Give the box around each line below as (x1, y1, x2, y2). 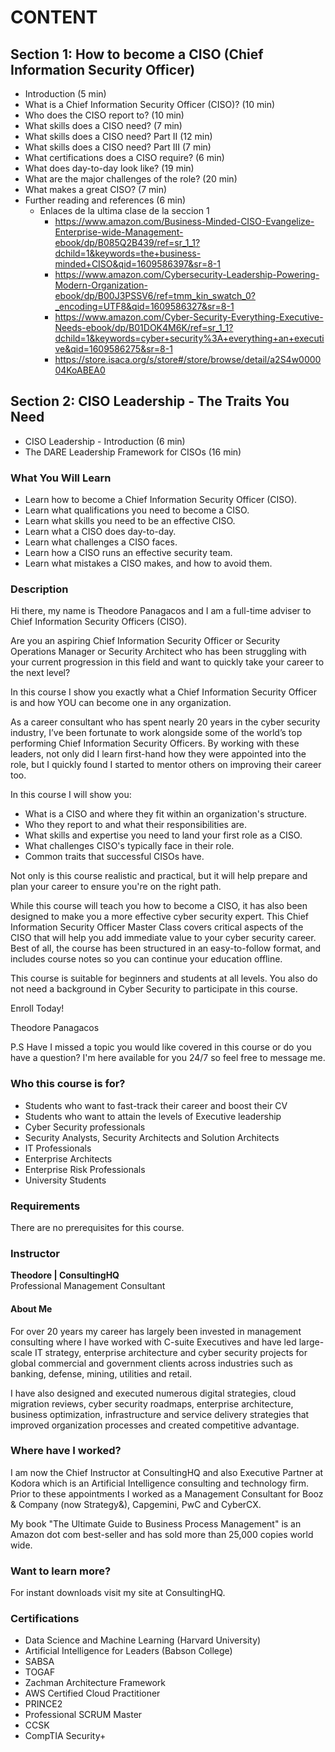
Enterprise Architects (24, 1152, 113, 1165)
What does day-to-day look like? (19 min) (24, 162, 195, 174)
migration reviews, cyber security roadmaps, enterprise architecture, (10, 1397, 294, 1410)
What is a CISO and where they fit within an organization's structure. (24, 808, 307, 820)
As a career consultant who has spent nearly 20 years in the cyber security (10, 716, 321, 728)
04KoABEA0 (54, 364, 106, 376)
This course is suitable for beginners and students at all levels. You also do (10, 972, 318, 985)
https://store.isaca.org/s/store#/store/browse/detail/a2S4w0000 (54, 354, 322, 365)
